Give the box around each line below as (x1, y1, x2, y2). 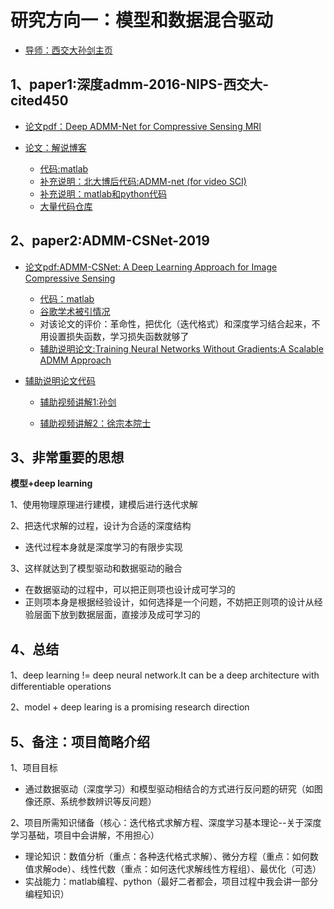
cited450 (10, 92, 69, 110)
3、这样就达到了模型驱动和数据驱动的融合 (10, 562, 183, 575)
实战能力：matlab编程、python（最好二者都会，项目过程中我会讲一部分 (24, 876, 319, 887)
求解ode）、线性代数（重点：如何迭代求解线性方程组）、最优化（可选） (33, 863, 322, 875)
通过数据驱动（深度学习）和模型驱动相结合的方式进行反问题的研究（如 (24, 783, 315, 795)
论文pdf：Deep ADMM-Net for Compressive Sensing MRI (24, 120, 262, 132)
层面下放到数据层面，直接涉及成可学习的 (33, 609, 201, 621)
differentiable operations (10, 681, 112, 693)
